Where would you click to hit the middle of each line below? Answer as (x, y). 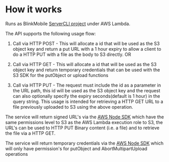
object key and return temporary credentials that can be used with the (86, 70)
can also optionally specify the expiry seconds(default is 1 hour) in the (86, 96)
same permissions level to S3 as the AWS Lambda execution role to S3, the (84, 122)
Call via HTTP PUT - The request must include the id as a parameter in (87, 85)
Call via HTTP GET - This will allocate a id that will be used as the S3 (84, 64)
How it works (34, 9)
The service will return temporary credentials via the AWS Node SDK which (84, 143)
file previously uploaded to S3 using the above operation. (73, 107)
